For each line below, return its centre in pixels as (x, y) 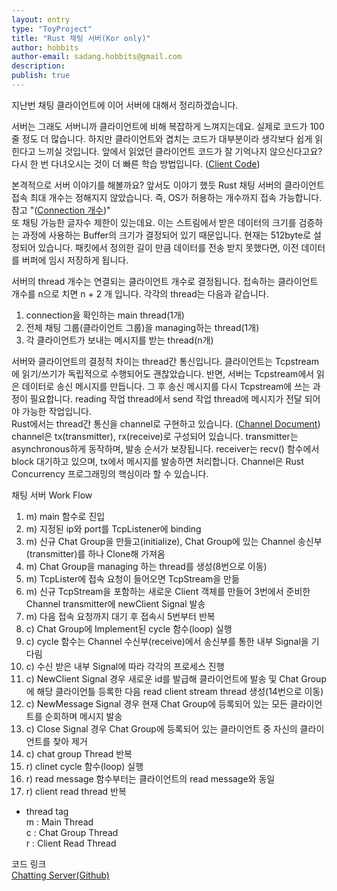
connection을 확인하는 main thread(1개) (105, 315)
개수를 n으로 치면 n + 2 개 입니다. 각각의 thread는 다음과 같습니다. (140, 293)
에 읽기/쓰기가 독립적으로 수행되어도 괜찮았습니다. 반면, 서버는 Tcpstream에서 (163, 373)
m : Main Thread (59, 822)
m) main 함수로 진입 (65, 516)
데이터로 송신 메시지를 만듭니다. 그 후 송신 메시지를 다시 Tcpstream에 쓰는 (166, 386)
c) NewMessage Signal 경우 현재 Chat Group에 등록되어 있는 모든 (156, 703)
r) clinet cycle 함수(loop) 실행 (84, 766)
